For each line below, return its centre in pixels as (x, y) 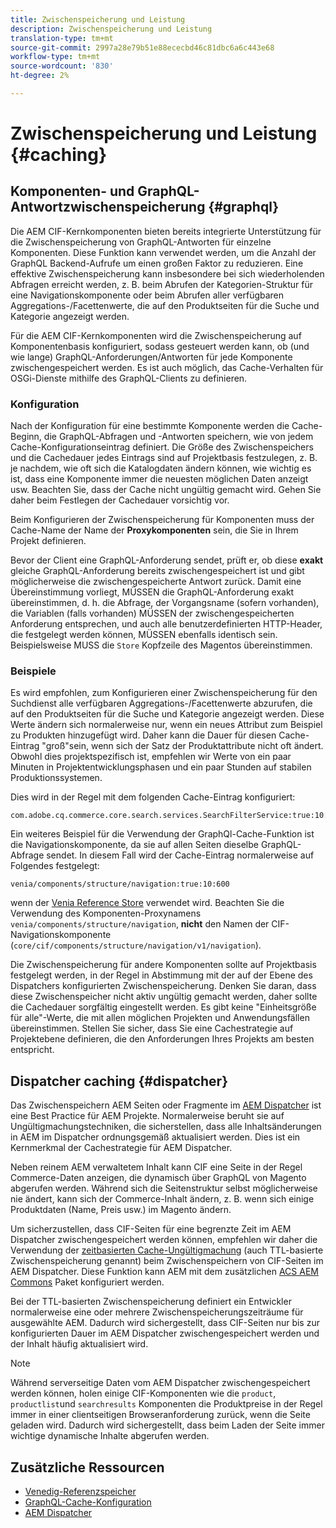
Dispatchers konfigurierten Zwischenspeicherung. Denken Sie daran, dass (163, 986)
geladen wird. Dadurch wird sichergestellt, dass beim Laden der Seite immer (167, 1425)
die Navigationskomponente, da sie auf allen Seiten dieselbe (134, 845)
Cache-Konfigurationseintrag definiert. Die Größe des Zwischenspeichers (162, 447)
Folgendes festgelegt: (55, 866)
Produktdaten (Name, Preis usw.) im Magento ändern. (121, 1210)
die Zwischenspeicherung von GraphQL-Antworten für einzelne (141, 242)
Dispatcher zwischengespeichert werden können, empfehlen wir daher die (164, 1240)
